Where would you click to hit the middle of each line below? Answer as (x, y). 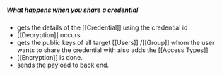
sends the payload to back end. (63, 65)
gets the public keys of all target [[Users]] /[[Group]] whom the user (116, 42)
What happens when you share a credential (72, 10)
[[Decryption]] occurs (48, 34)
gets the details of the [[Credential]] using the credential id (102, 27)
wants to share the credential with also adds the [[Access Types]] (112, 50)
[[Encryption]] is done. (49, 57)
